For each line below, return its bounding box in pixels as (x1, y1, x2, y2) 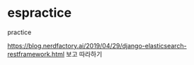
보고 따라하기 (66, 50, 103, 58)
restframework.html (7, 50, 65, 58)
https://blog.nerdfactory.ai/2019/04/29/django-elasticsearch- (7, 41, 187, 50)
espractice (7, 5, 72, 21)
